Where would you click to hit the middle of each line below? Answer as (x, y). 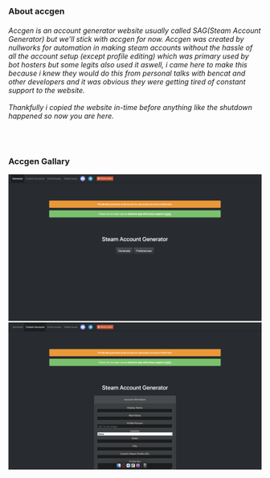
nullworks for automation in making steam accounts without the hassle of (131, 47)
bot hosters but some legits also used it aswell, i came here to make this (128, 64)
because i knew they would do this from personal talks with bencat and (127, 73)
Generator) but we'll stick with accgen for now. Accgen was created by (126, 39)
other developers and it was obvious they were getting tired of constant (127, 81)
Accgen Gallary (39, 161)
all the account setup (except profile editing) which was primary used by (129, 56)
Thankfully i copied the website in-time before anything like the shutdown (131, 107)
